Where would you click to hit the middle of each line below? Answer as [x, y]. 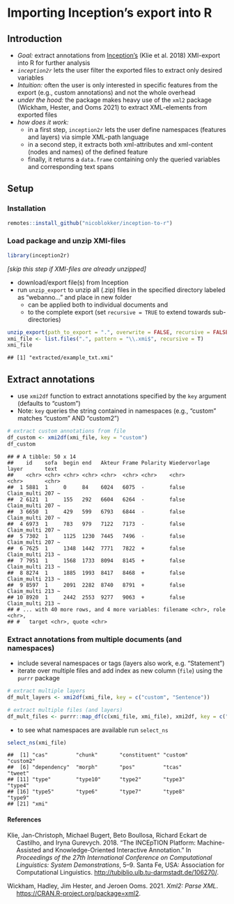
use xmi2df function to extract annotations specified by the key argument [122, 396]
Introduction [35, 39]
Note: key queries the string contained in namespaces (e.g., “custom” [117, 411]
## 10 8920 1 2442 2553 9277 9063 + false [96, 597]
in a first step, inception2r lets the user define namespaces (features [127, 130]
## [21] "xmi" [28, 804]
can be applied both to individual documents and [98, 305]
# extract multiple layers [46, 691]
